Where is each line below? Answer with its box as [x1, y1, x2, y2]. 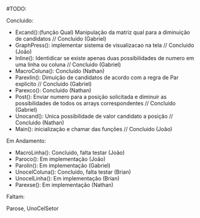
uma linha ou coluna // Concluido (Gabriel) [15, 61, 121, 68]
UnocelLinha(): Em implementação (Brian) [15, 175, 120, 182]
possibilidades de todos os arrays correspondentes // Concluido [15, 100, 176, 107]
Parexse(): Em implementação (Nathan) [15, 182, 114, 188]
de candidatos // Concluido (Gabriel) [15, 35, 107, 42]
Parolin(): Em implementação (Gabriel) [15, 162, 111, 169]
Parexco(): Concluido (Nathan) [15, 87, 92, 94]
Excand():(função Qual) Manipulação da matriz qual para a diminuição [15, 29, 190, 36]
